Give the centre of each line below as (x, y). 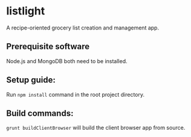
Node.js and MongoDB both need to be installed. (67, 61)
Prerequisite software (48, 47)
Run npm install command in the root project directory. (76, 94)
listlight (26, 11)
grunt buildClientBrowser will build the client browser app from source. (96, 128)
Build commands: (40, 113)
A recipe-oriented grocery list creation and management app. (83, 28)
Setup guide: (31, 80)
